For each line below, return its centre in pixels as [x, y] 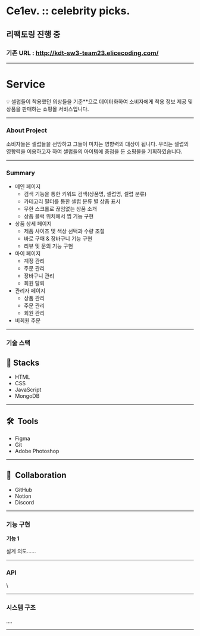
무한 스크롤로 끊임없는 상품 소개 [60, 209]
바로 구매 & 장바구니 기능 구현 [58, 239]
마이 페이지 [28, 254]
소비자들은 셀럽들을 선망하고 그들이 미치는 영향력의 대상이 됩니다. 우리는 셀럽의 [98, 144]
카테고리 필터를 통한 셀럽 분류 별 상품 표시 [72, 201]
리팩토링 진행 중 [33, 34]
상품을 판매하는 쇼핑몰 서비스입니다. [48, 109]
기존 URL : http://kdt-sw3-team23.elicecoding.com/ [82, 53]
